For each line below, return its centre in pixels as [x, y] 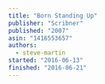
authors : [23, 46]
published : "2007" [39, 30]
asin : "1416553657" [41, 38]
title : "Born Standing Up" [53, 16]
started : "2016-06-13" [46, 61]
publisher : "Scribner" [46, 23]
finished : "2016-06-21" [48, 68]
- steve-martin [41, 53]
